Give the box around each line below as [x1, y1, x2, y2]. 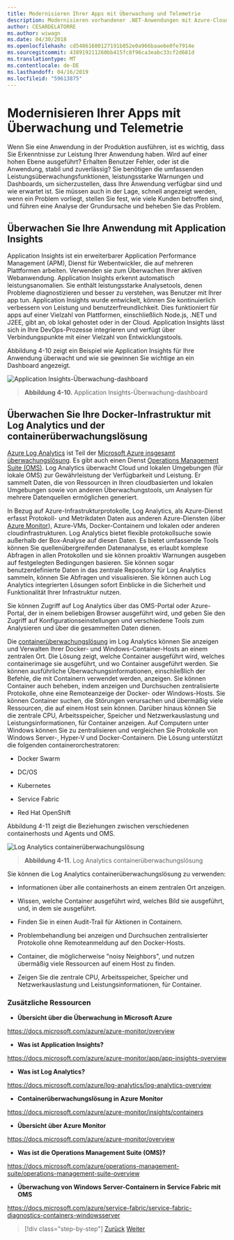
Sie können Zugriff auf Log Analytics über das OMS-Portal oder [7, 601, 189, 610]
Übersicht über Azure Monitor [17, 1122, 107, 1130]
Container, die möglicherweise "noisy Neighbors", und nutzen [17, 952, 195, 960]
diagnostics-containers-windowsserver [7, 1211, 120, 1220]
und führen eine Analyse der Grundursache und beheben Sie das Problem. [7, 202, 221, 210]
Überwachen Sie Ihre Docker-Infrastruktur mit [7, 408, 211, 420]
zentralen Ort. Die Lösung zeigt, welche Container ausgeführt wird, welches [7, 652, 225, 660]
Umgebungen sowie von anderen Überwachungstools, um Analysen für [7, 486, 213, 494]
